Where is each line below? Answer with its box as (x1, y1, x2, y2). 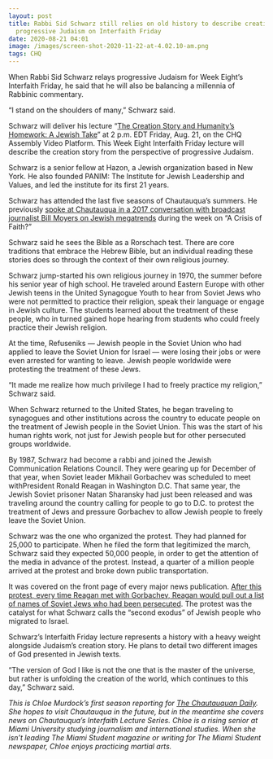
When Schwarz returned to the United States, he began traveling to (8, 405, 234, 414)
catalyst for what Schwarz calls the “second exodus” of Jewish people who (8, 608, 262, 617)
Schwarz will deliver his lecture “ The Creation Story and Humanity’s (8, 121, 235, 130)
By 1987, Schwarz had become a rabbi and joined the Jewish (8, 455, 212, 464)
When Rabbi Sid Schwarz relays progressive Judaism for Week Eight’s (8, 72, 244, 81)
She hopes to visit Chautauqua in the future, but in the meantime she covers (8, 707, 264, 717)
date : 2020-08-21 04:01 (8, 34, 89, 43)
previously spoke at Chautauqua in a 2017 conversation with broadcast (8, 204, 246, 214)
